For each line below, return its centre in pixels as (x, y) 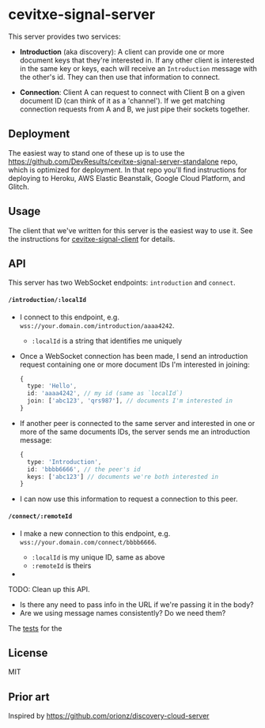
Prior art (29, 697)
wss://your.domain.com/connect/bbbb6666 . (88, 541)
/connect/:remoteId (40, 516)
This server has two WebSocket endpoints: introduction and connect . (122, 283)
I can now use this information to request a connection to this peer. (129, 499)
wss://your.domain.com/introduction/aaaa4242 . (97, 325)
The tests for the (35, 628)
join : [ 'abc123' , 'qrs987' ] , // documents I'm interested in (130, 401)
